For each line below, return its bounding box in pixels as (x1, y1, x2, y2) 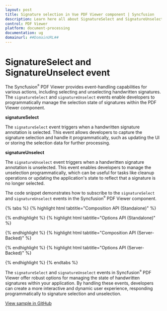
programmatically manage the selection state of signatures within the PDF (5, 100, 157, 105)
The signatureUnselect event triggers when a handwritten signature (5, 159, 144, 165)
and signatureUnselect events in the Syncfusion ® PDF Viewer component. (5, 195, 157, 202)
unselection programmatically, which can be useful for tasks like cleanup (5, 170, 155, 176)
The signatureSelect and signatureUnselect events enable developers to (5, 94, 155, 100)
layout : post (5, 7, 32, 12)
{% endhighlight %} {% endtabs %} (5, 260, 78, 266)
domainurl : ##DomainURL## (5, 35, 59, 40)
